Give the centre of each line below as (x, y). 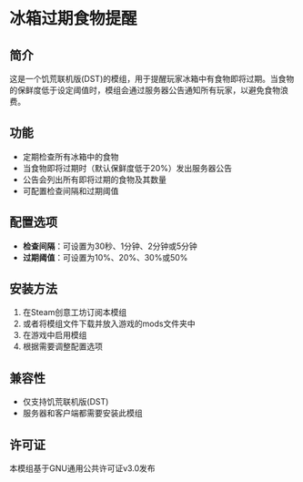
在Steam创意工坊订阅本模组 (75, 313)
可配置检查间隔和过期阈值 (71, 190)
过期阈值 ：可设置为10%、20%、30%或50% (105, 257)
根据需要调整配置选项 (62, 346)
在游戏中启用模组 (55, 335)
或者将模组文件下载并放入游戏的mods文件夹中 (109, 323)
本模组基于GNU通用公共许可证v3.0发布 (83, 468)
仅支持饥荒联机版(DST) (66, 402)
